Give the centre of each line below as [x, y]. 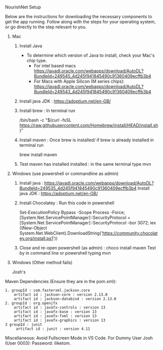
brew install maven [38, 154]
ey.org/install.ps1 [36, 238]
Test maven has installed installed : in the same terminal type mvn [85, 164]
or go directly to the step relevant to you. [46, 27]
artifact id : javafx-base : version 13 [55, 312]
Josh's [19, 272]
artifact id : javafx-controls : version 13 [60, 307]
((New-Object [33, 228]
